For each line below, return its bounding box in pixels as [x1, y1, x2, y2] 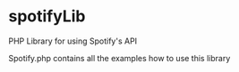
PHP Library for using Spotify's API [8, 36, 138, 46]
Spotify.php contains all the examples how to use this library [8, 52, 231, 63]
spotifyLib [8, 6, 86, 27]
